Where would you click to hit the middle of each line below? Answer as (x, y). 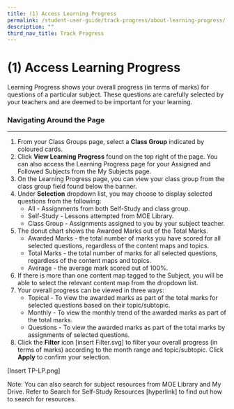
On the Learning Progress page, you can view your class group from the (121, 179)
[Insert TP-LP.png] (34, 371)
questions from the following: (59, 201)
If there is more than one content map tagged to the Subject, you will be (120, 275)
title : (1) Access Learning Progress (62, 14)
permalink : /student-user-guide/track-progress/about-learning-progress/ (117, 20)
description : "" (31, 27)
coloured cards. (40, 149)
